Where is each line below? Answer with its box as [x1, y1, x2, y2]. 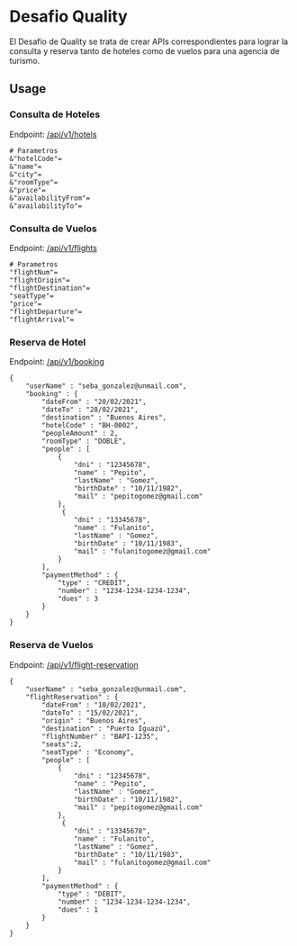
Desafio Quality [9, 6, 128, 27]
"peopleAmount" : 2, [41, 429, 119, 438]
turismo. [9, 55, 40, 66]
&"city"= [9, 169, 42, 179]
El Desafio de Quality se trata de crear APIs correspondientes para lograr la [9, 36, 289, 47]
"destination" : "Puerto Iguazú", [41, 724, 171, 733]
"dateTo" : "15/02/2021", [41, 708, 139, 717]
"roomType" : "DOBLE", [41, 437, 127, 446]
